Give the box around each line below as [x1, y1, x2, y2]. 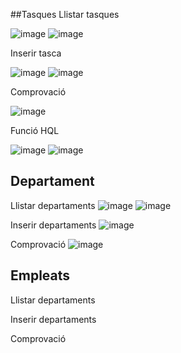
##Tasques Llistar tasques [10, 9, 120, 20]
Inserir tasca [10, 47, 62, 59]
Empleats [10, 267, 71, 284]
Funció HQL [10, 125, 60, 136]
